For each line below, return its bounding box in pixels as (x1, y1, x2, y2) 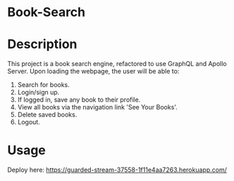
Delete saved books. (17, 110, 78, 119)
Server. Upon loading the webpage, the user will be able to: (7, 67, 180, 76)
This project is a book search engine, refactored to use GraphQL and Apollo (7, 60, 227, 68)
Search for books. (17, 81, 70, 89)
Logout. (17, 118, 40, 126)
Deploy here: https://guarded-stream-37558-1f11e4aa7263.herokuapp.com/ (7, 166, 227, 174)
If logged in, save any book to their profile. (17, 95, 141, 104)
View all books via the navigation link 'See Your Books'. (17, 103, 178, 112)
